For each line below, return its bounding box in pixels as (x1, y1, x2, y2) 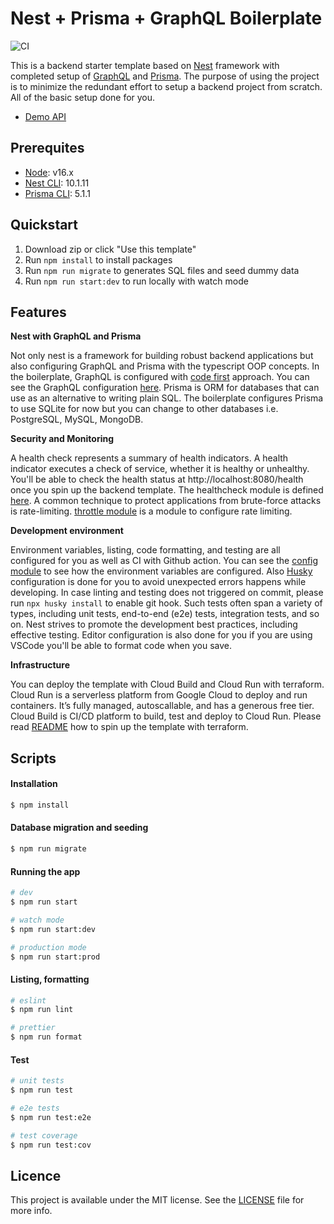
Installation (10, 778, 58, 790)
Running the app (10, 865, 81, 877)
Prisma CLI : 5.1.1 (24, 187, 91, 199)
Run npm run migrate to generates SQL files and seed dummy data (24, 264, 300, 276)
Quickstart (10, 217, 79, 234)
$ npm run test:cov (10, 1140, 92, 1150)
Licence (10, 1167, 62, 1184)
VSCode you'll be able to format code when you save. (10, 640, 232, 652)
